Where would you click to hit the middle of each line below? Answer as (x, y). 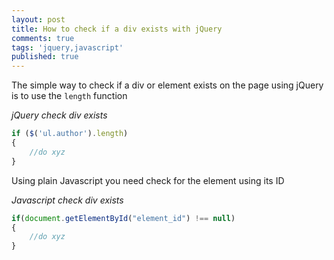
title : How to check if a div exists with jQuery (117, 29)
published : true (45, 57)
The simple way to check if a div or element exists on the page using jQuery (167, 85)
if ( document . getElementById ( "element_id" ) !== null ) (123, 218)
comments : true (43, 38)
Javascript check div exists (67, 200)
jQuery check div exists (59, 115)
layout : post (38, 19)
